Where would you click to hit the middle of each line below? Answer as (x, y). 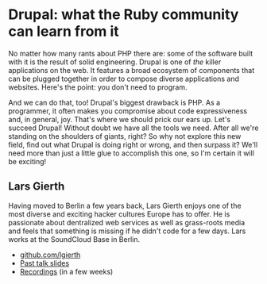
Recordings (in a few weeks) (66, 271)
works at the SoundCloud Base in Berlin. (74, 239)
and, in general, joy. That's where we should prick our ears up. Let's (120, 119)
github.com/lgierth (50, 255)
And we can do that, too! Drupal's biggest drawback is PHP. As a (114, 102)
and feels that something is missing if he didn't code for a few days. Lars (127, 231)
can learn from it (64, 31)
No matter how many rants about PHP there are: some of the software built (131, 53)
